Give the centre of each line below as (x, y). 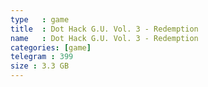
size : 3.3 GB (40, 66)
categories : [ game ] (51, 47)
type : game (40, 19)
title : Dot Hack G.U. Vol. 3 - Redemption (104, 29)
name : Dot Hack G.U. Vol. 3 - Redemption (104, 38)
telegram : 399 (42, 57)
